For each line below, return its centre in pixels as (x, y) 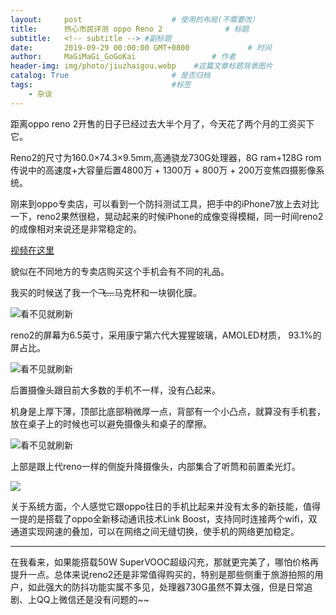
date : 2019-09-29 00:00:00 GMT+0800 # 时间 (141, 47)
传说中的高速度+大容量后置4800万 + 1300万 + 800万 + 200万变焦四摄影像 (163, 170)
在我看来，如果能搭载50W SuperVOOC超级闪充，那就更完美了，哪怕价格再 (164, 562)
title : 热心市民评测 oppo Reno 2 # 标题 (130, 29)
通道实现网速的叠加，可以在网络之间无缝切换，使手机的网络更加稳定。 (155, 531)
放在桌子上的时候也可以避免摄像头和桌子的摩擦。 (111, 423)
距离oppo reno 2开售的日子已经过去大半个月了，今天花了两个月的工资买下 (162, 123)
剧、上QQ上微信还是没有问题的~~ (80, 599)
